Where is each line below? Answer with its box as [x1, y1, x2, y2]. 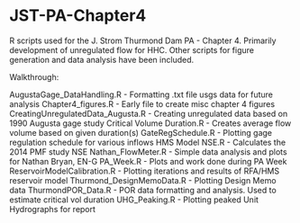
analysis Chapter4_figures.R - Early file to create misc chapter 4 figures [9, 98, 276, 109]
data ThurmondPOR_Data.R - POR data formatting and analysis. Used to [9, 184, 277, 195]
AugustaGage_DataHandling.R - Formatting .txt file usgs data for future [9, 89, 273, 100]
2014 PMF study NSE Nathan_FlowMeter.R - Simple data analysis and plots [9, 146, 287, 157]
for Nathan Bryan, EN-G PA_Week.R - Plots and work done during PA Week [9, 156, 287, 166]
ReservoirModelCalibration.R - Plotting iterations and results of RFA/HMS [9, 165, 280, 176]
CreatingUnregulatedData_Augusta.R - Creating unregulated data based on [9, 108, 288, 119]
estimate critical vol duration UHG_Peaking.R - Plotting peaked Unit [9, 194, 259, 205]
